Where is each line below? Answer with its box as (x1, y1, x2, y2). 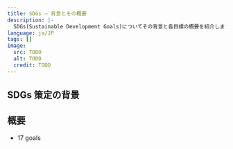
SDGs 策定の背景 (7, 89, 80, 101)
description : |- (7, 17, 54, 24)
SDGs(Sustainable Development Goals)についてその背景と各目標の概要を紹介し (13, 23, 221, 30)
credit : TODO (13, 62, 51, 69)
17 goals (17, 133, 42, 142)
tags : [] (7, 36, 33, 43)
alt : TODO (13, 55, 42, 62)
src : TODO (13, 49, 42, 56)
